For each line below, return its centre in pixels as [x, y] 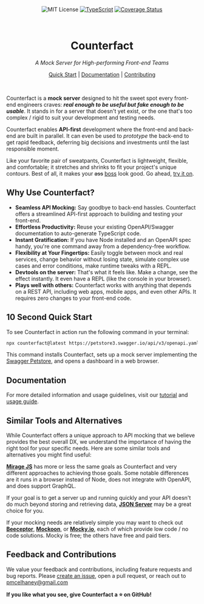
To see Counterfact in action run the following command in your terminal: [98, 332]
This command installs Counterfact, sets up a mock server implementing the [102, 355]
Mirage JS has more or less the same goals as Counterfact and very [92, 467]
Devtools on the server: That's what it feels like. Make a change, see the [106, 272]
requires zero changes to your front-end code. [73, 298]
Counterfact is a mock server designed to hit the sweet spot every [90, 98]
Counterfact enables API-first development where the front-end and [92, 129]
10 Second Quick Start [49, 317]
